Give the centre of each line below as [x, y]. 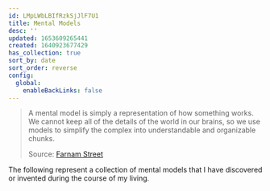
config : [21, 75]
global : [29, 83]
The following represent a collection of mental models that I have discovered [135, 170]
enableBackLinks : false [63, 90]
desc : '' [23, 30]
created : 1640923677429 [48, 46]
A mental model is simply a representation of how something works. [141, 113]
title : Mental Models [45, 23]
